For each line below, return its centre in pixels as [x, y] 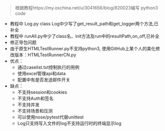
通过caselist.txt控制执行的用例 [48, 67]
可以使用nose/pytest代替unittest [50, 117]
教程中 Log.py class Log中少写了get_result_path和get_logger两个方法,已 [84, 24]
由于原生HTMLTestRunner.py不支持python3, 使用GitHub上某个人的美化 [83, 49]
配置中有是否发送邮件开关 [44, 80]
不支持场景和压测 [35, 111]
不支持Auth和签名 [35, 98]
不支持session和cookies [42, 92]
